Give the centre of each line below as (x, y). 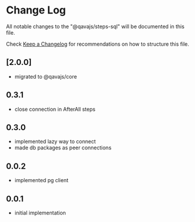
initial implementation (40, 213)
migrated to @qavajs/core (46, 76)
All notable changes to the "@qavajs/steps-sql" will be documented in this (95, 26)
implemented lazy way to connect (55, 142)
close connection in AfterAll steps (55, 109)
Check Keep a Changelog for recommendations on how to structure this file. (98, 44)
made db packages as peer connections (63, 148)
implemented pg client (41, 180)
